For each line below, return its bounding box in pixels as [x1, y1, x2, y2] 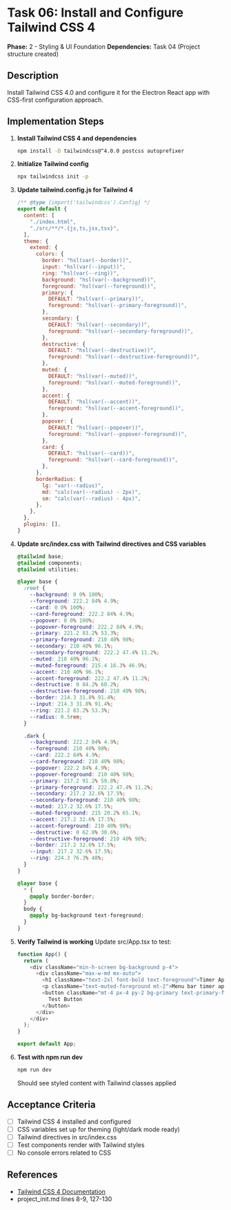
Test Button [48, 996, 83, 1002]
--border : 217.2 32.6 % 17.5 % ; [30, 842, 117, 849]
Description [7, 70, 59, 82]
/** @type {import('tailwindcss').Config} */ [17, 199, 150, 206]
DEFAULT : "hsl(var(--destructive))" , [48, 347, 157, 354]
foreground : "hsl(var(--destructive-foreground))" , [48, 354, 200, 360]
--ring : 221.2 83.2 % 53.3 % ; [30, 707, 110, 714]
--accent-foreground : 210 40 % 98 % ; [30, 822, 132, 829]
